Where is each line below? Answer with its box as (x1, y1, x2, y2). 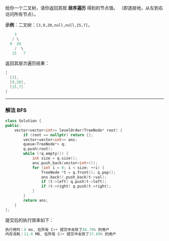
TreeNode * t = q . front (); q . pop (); (41, 170, 116, 175)
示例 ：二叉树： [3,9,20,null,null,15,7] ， (5, 22, 93, 28)
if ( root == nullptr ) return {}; (23, 132, 94, 137)
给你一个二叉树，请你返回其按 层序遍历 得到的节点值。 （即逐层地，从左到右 (5, 5, 163, 11)
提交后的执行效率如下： (5, 217, 54, 223)
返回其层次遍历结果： (5, 60, 49, 66)
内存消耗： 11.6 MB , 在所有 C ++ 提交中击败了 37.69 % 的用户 (5, 231, 117, 237)
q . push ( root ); (23, 146, 53, 151)
